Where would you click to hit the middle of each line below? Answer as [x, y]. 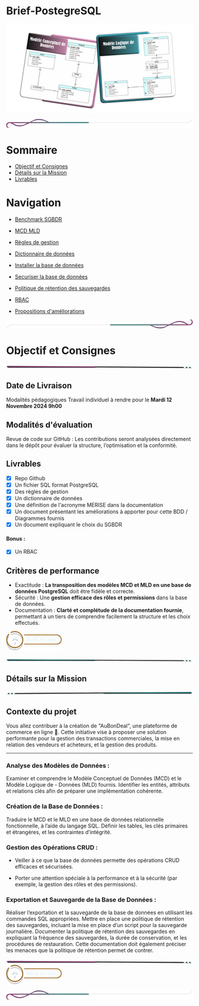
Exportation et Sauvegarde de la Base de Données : [81, 899]
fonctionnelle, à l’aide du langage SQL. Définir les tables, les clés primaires [97, 826]
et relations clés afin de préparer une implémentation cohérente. [85, 791]
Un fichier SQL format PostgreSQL [57, 485]
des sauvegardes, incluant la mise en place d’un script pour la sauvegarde [97, 925]
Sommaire [32, 150]
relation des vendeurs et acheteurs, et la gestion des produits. [82, 745]
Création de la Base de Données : [55, 806]
